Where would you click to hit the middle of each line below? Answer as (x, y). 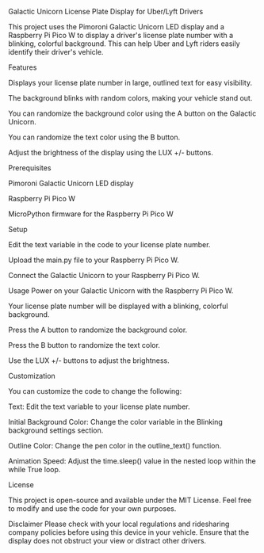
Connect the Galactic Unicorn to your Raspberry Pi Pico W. (104, 275)
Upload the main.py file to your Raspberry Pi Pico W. (94, 260)
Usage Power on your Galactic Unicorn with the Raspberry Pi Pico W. (121, 291)
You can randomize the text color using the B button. (94, 137)
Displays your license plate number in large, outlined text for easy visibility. (130, 83)
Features (23, 67)
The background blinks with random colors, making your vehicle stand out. (130, 98)
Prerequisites (30, 168)
